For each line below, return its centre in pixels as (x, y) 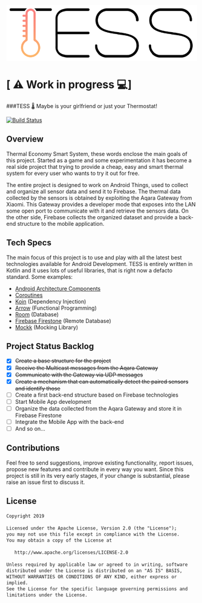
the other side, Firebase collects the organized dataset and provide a (92, 217)
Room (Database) (37, 314)
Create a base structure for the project (63, 361)
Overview (25, 139)
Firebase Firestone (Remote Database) (63, 321)
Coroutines (29, 295)
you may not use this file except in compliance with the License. (93, 534)
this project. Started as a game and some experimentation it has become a (99, 160)
